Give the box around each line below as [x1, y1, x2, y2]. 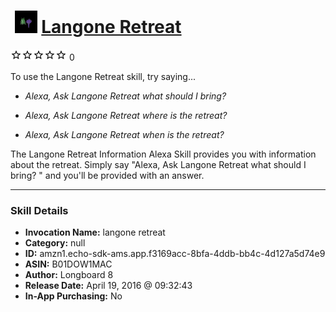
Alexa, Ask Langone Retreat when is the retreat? [24, 128, 225, 140]
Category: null [24, 237, 86, 249]
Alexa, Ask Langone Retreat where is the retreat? [24, 109, 228, 121]
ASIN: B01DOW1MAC [24, 258, 113, 270]
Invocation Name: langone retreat [24, 226, 166, 239]
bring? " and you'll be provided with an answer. [10, 169, 205, 181]
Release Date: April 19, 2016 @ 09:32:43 [24, 280, 193, 292]
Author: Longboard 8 [24, 269, 114, 281]
